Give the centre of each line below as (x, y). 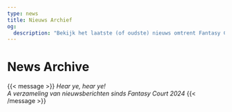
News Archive (48, 67)
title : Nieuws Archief (40, 20)
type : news (23, 13)
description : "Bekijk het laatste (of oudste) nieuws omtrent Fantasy (117, 33)
